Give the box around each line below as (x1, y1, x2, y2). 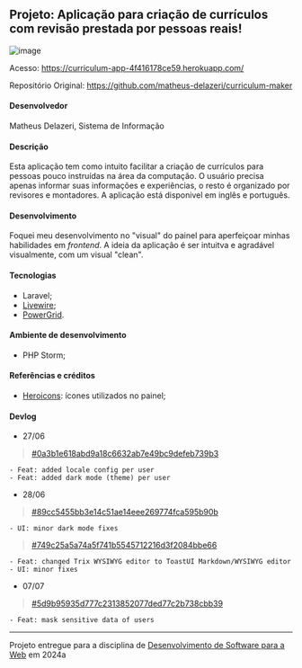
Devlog (9, 411, 37, 422)
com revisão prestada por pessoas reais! (9, 22, 243, 37)
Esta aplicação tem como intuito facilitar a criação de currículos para (9, 161, 264, 172)
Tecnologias (9, 270, 57, 281)
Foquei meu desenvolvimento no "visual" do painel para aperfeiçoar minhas (9, 230, 290, 241)
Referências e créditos (9, 370, 96, 381)
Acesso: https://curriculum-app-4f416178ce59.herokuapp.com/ (9, 62, 244, 73)
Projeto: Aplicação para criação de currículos (9, 7, 269, 22)
